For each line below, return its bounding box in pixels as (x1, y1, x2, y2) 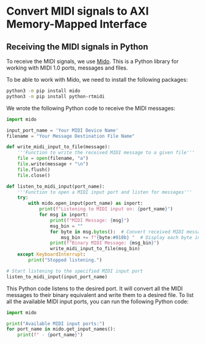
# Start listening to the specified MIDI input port (6, 268, 143, 274)
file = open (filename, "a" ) (17, 156, 88, 162)
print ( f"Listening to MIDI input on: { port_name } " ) (38, 206, 173, 212)
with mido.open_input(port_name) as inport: (28, 200, 143, 207)
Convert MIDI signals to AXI (6, 4, 149, 18)
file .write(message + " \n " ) (17, 161, 88, 167)
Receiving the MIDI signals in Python (6, 41, 148, 52)
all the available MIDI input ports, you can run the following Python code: (6, 298, 189, 305)
